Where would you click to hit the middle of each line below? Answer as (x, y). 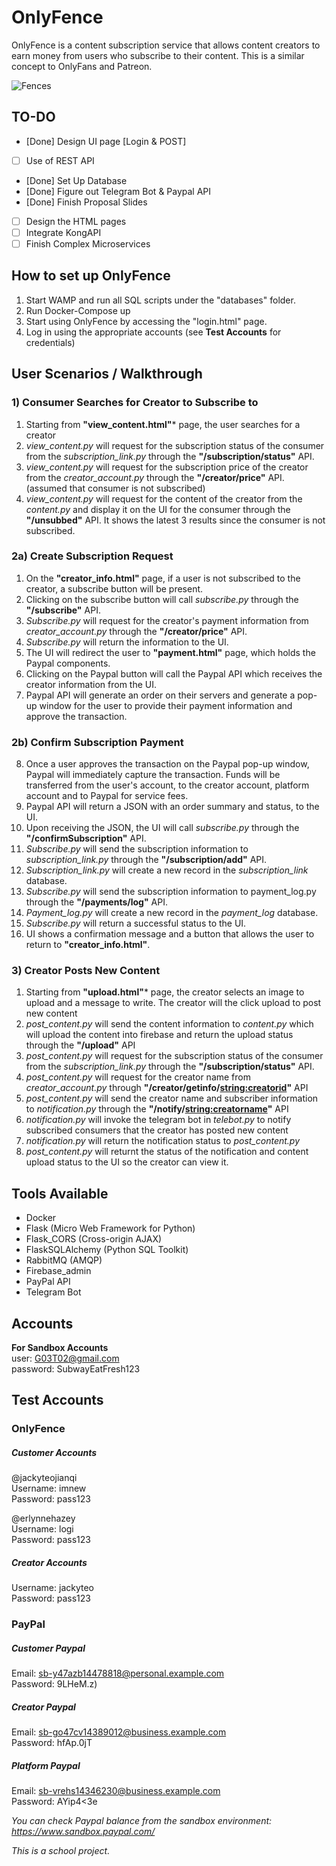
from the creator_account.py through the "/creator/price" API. (155, 477)
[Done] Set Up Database (76, 180)
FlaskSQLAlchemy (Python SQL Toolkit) (107, 1250)
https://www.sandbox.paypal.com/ (83, 1832)
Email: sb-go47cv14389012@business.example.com (119, 1732)
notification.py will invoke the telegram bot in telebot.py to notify (158, 1120)
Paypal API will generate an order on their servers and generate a (160, 695)
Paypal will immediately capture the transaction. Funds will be (153, 775)
